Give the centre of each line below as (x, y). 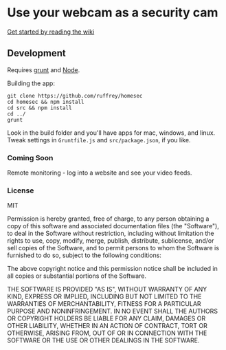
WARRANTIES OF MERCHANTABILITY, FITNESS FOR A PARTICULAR (104, 304)
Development (37, 53)
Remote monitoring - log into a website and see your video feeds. (100, 173)
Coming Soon (30, 157)
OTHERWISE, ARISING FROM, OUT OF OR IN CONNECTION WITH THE (107, 333)
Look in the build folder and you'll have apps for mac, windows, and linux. (111, 133)
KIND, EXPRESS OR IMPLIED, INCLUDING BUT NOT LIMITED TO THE (104, 296)
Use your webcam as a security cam (113, 13)
